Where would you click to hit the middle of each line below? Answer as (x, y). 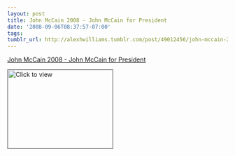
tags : (15, 33)
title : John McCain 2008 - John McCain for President (87, 20)
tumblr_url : (24, 40)
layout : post (26, 14)
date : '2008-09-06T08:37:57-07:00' (59, 27)
